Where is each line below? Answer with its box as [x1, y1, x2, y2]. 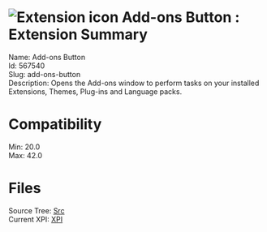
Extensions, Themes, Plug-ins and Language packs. [8, 86, 183, 97]
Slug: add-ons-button [8, 69, 81, 79]
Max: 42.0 [8, 150, 43, 160]
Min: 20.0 [8, 142, 41, 152]
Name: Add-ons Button [8, 52, 86, 62]
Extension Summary [8, 25, 149, 44]
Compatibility [8, 115, 102, 134]
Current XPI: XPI [8, 214, 63, 224]
